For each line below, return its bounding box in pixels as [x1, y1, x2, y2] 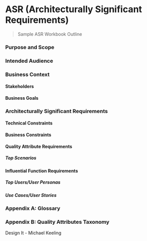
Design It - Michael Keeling [5, 230, 62, 236]
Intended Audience [5, 57, 54, 64]
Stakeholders [5, 84, 34, 90]
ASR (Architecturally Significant [5, 4, 142, 15]
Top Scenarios [5, 155, 37, 161]
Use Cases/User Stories [5, 192, 57, 198]
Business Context [5, 71, 50, 78]
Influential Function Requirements [5, 168, 78, 174]
